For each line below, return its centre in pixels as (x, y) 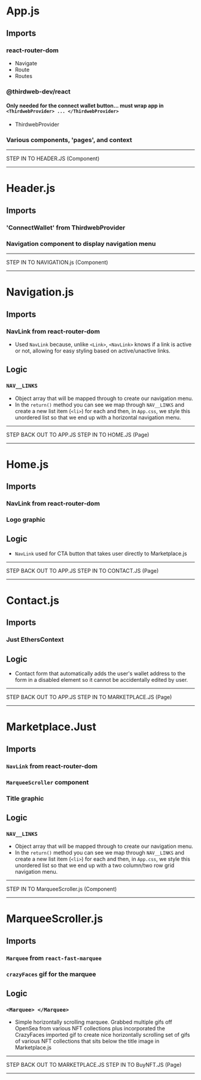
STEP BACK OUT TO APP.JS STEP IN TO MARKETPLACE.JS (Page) (89, 697)
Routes (24, 76)
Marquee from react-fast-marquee (54, 958)
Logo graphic (26, 520)
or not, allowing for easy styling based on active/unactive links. (92, 351)
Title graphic (25, 798)
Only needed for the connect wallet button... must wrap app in (85, 106)
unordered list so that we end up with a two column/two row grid (95, 865)
